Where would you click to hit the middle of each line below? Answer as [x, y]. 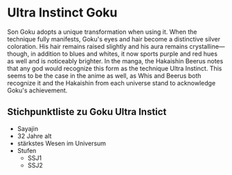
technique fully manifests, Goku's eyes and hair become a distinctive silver [114, 39]
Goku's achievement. [37, 90]
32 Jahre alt [34, 136]
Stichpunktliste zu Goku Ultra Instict [87, 112]
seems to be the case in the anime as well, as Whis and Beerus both [104, 75]
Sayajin [28, 128]
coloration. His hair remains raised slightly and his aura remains [98, 46]
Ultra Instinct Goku [62, 13]
